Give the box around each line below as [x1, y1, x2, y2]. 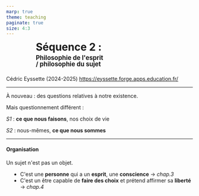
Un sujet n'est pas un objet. [6, 159, 73, 166]
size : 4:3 [6, 25, 31, 31]
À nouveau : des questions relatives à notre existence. [6, 92, 138, 99]
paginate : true [6, 20, 44, 26]
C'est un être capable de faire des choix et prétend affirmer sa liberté [20, 176, 191, 184]
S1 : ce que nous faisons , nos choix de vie [6, 115, 110, 122]
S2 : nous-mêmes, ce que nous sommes [6, 127, 106, 134]
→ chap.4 [20, 183, 44, 190]
